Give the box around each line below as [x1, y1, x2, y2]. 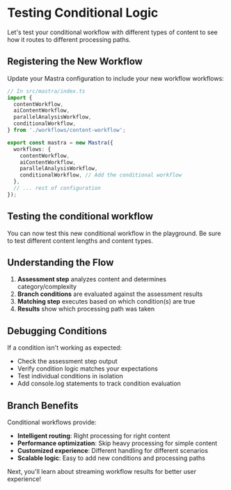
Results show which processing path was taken [17, 305, 155, 313]
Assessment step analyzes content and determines [17, 275, 167, 283]
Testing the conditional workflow [7, 211, 154, 223]
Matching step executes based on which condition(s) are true [17, 297, 196, 306]
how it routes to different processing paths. [7, 35, 131, 43]
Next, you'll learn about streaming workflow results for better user [7, 468, 197, 475]
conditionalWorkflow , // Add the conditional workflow [19, 172, 182, 179]
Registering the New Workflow [7, 56, 143, 68]
